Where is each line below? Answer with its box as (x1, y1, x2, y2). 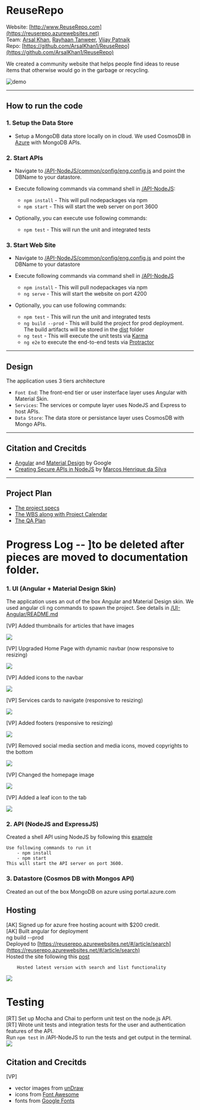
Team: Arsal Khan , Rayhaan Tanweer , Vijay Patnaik (6, 36, 130, 43)
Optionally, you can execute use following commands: (14, 214, 148, 221)
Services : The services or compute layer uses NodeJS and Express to (14, 402, 186, 409)
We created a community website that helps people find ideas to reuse (6, 60, 180, 67)
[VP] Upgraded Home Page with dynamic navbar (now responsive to (6, 645, 174, 652)
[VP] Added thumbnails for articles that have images (6, 622, 135, 630)
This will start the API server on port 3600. (6, 861, 124, 867)
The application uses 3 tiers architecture (6, 377, 105, 385)
